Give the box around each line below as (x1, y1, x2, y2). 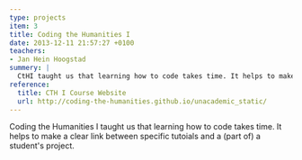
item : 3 (9, 22, 39, 31)
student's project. (9, 140, 75, 151)
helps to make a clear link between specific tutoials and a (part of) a (9, 131, 261, 142)
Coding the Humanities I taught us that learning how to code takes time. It (9, 121, 282, 132)
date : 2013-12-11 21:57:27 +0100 (9, 38, 135, 48)
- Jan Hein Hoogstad (9, 55, 87, 64)
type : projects (9, 13, 67, 22)
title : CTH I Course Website (17, 88, 127, 97)
